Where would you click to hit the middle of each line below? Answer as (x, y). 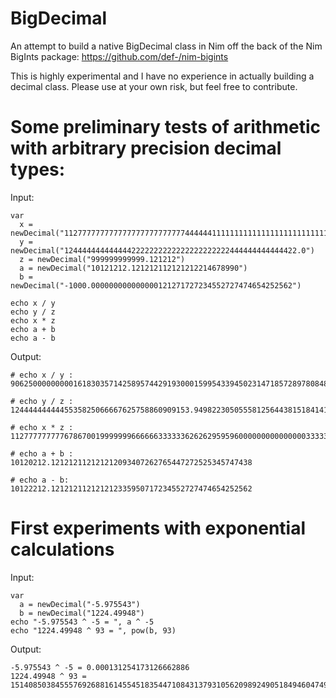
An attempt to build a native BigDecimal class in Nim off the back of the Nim (166, 46)
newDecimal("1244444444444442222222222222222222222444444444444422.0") (162, 250)
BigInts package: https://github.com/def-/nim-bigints (119, 56)
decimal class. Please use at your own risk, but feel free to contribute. (154, 86)
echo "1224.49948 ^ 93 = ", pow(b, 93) (93, 630)
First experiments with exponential (158, 528)
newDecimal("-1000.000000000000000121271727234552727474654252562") (156, 285)
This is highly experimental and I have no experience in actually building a (162, 76)
